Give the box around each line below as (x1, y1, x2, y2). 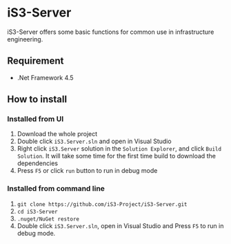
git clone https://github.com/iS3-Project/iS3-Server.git (17, 200, 188, 208)
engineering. (7, 35, 43, 43)
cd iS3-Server (17, 208, 58, 215)
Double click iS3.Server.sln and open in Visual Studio (17, 137, 172, 146)
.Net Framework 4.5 (17, 73, 74, 82)
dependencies (17, 159, 59, 167)
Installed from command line (7, 184, 106, 194)
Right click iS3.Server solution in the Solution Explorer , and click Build (17, 144, 222, 153)
